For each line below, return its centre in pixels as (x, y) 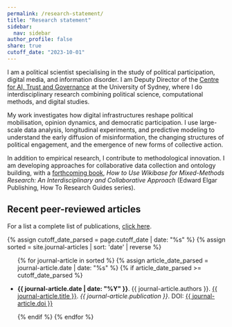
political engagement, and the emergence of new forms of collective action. (115, 144)
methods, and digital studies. (48, 101)
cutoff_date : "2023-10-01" (46, 53)
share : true (24, 46)
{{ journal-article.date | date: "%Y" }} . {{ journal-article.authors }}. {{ (117, 288)
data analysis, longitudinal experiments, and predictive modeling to (119, 130)
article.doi (32, 303)
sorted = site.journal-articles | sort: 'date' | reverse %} (84, 246)
